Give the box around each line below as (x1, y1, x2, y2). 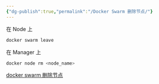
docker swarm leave (6, 37, 54, 43)
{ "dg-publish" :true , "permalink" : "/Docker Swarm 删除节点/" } (6, 8, 153, 15)
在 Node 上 (6, 25, 33, 32)
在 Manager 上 (6, 48, 41, 56)
